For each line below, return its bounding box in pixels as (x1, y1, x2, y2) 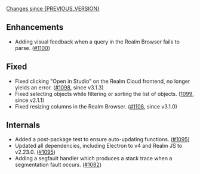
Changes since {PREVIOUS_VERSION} (6, 5, 100, 12)
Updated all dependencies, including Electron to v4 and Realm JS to (14, 142, 183, 150)
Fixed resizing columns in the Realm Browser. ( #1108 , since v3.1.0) (14, 102, 178, 110)
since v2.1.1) (14, 97, 45, 104)
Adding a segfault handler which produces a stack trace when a (14, 155, 173, 162)
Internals (6, 120, 41, 130)
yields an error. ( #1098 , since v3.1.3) (14, 83, 104, 91)
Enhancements (6, 22, 64, 32)
